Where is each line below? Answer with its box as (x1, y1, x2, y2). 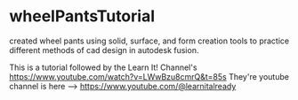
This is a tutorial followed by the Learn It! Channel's (9, 62, 197, 73)
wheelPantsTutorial (9, 6, 156, 27)
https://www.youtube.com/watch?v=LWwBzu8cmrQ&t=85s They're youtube (9, 71, 289, 81)
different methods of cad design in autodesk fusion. (9, 44, 199, 55)
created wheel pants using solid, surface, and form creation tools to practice (9, 35, 290, 46)
